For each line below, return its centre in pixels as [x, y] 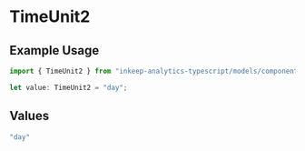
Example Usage [54, 50]
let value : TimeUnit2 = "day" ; [69, 87]
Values [30, 116]
